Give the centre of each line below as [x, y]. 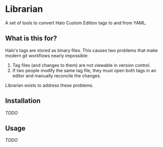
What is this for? [31, 38]
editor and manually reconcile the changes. [57, 76]
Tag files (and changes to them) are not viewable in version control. [81, 65]
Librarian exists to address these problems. [49, 85]
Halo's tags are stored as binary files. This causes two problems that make [81, 50]
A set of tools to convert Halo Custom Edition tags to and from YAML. [76, 23]
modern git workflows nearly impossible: [47, 55]
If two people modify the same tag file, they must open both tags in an [84, 70]
